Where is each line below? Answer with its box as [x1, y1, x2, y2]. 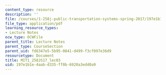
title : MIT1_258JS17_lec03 [5, 58, 61, 63]
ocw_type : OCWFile [5, 35, 43, 40]
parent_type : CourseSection [5, 44, 63, 49]
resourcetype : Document [5, 53, 54, 58]
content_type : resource [5, 7, 54, 12]
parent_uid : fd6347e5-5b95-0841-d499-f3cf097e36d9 [5, 48, 112, 53]
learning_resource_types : [5, 26, 58, 31]
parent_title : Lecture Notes [5, 39, 65, 44]
